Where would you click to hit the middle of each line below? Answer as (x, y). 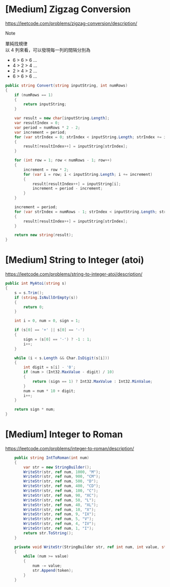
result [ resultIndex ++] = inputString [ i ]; (77, 184)
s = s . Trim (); (29, 293)
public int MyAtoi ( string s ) (36, 284)
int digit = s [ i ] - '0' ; (50, 367)
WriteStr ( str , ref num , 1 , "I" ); (59, 529)
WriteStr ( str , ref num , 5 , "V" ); (59, 519)
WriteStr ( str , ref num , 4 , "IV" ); (60, 524)
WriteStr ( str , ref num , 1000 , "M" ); (62, 472)
